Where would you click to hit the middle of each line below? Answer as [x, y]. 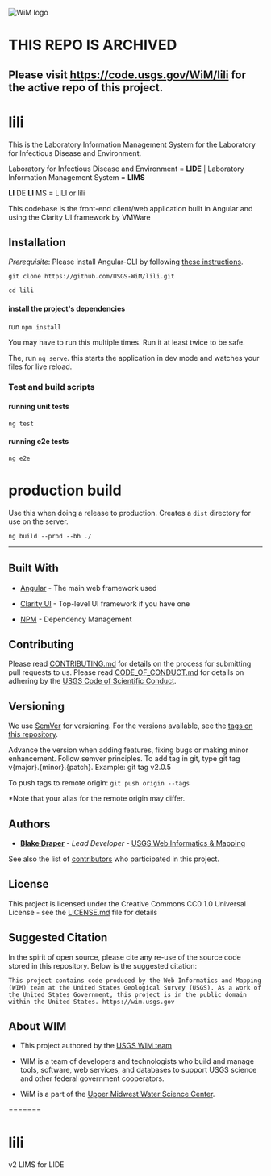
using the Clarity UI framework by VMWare [79, 217]
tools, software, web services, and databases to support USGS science [138, 1070]
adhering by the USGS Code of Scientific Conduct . [92, 681]
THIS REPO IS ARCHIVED [93, 45]
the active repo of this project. [86, 88]
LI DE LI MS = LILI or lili [47, 193]
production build [65, 490]
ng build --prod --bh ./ [50, 536]
